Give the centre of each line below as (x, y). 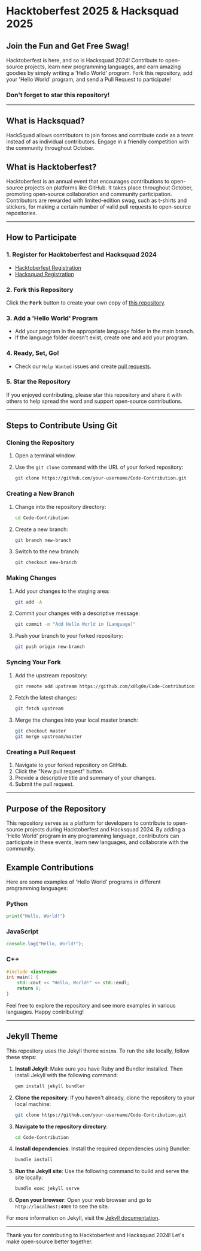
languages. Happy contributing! (45, 1012)
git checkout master (40, 731)
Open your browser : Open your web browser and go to (83, 1200)
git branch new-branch (43, 540)
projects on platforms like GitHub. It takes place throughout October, (109, 188)
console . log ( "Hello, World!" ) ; (45, 944)
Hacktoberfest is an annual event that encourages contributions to (88, 181)
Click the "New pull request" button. (59, 771)
